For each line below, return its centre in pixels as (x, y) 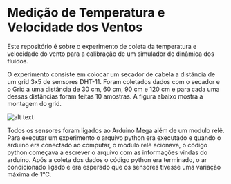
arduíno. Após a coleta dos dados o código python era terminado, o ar (107, 159)
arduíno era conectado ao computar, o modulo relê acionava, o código (107, 145)
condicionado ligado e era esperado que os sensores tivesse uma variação (114, 167)
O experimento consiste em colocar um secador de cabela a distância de (111, 74)
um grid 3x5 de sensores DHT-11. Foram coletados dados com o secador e (113, 81)
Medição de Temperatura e (86, 13)
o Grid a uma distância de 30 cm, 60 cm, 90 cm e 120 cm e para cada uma (113, 89)
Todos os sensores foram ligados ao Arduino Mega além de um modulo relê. (116, 130)
